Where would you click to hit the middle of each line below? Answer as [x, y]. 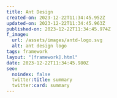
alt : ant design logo [40, 46]
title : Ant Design [30, 12]
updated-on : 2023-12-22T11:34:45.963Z [56, 23]
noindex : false [31, 74]
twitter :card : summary [41, 86]
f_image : [17, 35]
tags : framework [27, 52]
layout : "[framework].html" [42, 57]
